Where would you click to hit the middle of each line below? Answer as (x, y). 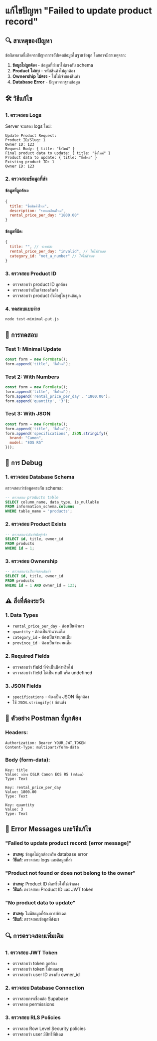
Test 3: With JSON (28, 414)
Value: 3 (14, 809)
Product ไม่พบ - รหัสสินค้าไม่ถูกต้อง (44, 71)
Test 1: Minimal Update (33, 349)
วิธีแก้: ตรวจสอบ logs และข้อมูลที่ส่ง (42, 860)
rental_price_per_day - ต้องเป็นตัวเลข (48, 626)
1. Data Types (22, 615)
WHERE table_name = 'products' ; (39, 512)
